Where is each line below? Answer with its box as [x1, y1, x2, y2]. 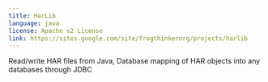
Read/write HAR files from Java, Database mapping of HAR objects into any [8, 56, 261, 66]
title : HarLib [8, 11, 57, 20]
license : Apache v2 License [8, 27, 104, 35]
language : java [8, 19, 60, 27]
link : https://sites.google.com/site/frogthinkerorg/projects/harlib [8, 34, 249, 43]
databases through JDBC [8, 65, 93, 75]
